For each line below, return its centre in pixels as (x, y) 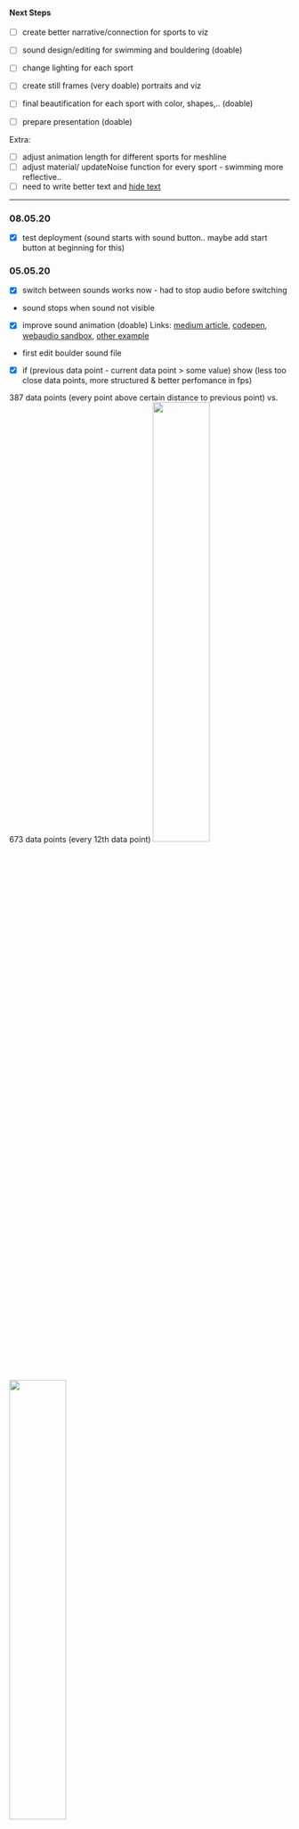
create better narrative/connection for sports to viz (115, 32)
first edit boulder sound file (72, 353)
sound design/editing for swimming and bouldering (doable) (132, 50)
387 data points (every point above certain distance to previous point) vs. (144, 398)
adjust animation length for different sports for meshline (124, 157)
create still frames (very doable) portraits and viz (112, 86)
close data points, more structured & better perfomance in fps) (137, 380)
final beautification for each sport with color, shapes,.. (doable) (137, 103)
